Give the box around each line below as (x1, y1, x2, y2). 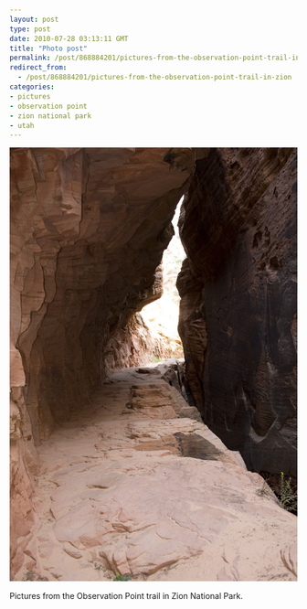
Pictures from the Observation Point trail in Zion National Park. (9, 591, 244, 602)
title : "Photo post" (9, 44, 89, 53)
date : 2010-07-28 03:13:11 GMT (9, 34, 129, 43)
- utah (9, 121, 35, 130)
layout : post (9, 15, 59, 24)
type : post (9, 24, 51, 34)
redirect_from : (9, 63, 68, 72)
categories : (9, 82, 55, 91)
